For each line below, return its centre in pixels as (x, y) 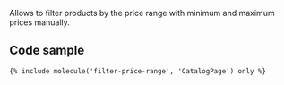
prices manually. (39, 22)
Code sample (47, 51)
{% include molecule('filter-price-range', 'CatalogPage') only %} (138, 71)
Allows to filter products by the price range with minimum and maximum (142, 13)
